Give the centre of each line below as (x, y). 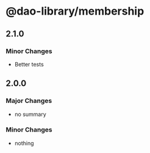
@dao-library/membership (75, 11)
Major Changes (29, 101)
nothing (24, 143)
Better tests (29, 64)
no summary (30, 114)
